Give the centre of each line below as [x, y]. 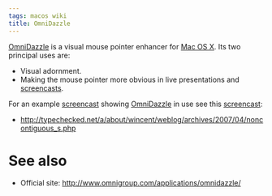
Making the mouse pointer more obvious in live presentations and [130, 79]
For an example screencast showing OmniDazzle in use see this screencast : [136, 104]
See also [38, 161]
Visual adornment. [51, 70]
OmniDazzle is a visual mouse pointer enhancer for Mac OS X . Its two [125, 46]
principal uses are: [39, 55]
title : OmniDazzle [39, 23]
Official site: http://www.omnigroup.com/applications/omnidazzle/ [130, 183]
